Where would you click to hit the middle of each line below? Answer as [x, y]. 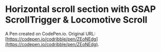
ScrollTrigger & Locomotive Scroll [76, 20]
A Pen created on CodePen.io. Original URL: [50, 33]
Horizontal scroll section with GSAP [80, 9]
